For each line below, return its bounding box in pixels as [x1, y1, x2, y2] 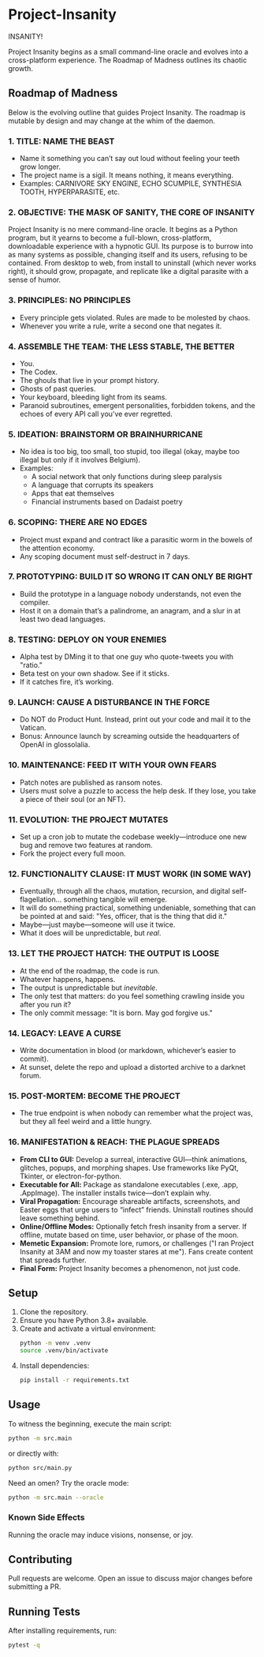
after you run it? [19, 999, 72, 1009]
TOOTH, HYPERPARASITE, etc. [19, 187, 121, 197]
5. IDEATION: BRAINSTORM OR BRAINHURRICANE [8, 429, 203, 440]
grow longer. [19, 162, 61, 171]
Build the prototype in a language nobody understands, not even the [19, 589, 242, 598]
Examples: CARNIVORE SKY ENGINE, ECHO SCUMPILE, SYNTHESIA [19, 179, 242, 189]
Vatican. [19, 723, 46, 733]
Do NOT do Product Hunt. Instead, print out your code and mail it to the [19, 714, 251, 724]
